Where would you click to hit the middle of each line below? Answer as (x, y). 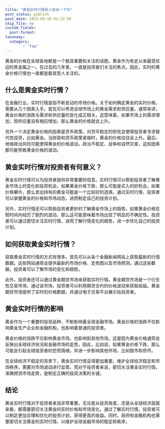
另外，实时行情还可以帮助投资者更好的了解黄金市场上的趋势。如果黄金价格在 (82, 209)
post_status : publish (27, 14)
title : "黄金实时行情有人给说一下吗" (39, 10)
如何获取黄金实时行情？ (41, 244)
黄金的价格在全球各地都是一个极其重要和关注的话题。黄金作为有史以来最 (78, 61)
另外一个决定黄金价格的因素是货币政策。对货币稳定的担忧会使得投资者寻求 (80, 132)
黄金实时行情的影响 (34, 309)
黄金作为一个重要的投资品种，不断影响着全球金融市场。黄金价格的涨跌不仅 (80, 321)
